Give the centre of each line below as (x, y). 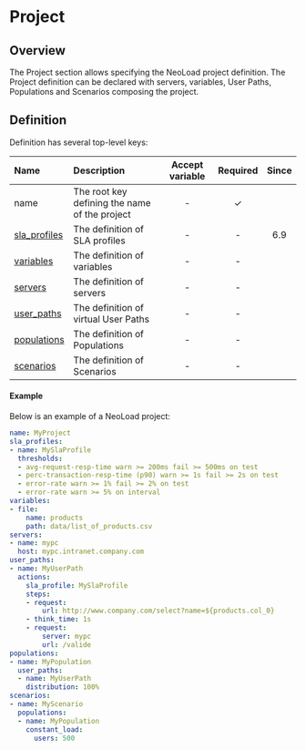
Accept (188, 164)
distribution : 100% (63, 687)
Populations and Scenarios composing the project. (104, 92)
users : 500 (54, 738)
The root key (100, 191)
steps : (38, 594)
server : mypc (67, 637)
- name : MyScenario (46, 704)
